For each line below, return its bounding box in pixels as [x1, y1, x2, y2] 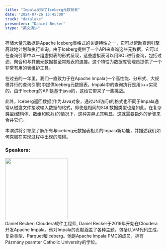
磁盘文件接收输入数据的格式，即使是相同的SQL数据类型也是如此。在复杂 [13, 105, 162, 111]
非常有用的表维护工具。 [5, 65, 53, 71]
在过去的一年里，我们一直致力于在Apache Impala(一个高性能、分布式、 [5, 76, 151, 82]
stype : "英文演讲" [5, 26, 41, 31]
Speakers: [5, 147, 31, 154]
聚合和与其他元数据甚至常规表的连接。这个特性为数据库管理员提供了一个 [13, 59, 162, 65]
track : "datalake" [5, 16, 43, 21]
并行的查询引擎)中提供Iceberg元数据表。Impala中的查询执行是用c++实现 [9, 82, 158, 87]
